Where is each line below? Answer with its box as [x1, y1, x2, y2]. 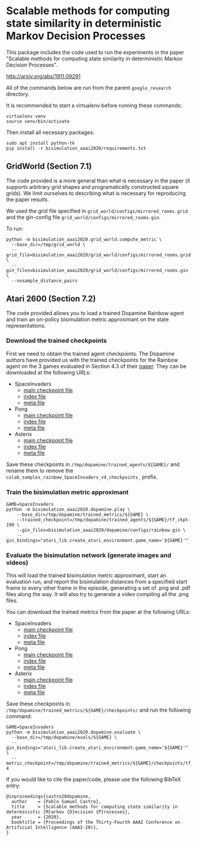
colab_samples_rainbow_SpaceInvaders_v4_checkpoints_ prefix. [6, 473, 158, 480]
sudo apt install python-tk [6, 140, 75, 146]
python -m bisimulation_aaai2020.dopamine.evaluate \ [6, 729, 141, 735]
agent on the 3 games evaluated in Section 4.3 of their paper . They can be [6, 362, 187, 369]
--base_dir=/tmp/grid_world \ [11, 241, 85, 247]
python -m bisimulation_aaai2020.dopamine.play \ [6, 506, 131, 513]
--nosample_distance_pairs [11, 277, 78, 284]
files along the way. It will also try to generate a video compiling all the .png [6, 591, 189, 598]
